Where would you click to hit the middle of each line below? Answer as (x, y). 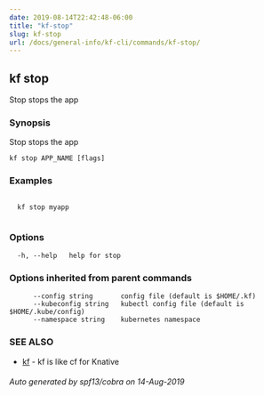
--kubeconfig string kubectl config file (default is (138, 304)
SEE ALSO (32, 342)
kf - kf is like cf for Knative (71, 361)
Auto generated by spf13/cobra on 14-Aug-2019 (97, 382)
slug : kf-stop (36, 34)
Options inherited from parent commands (101, 278)
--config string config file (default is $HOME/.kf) (144, 296)
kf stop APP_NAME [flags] (57, 158)
